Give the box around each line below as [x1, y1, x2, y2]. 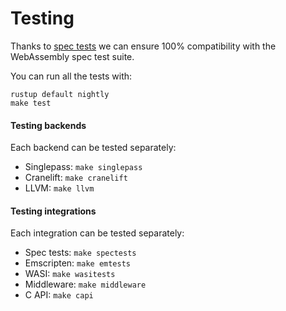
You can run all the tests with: [10, 70, 133, 82]
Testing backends [10, 119, 87, 131]
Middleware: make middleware [24, 278, 147, 291]
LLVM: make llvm [24, 182, 95, 194]
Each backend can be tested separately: [10, 142, 177, 154]
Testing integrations [10, 205, 97, 217]
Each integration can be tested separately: [10, 227, 185, 239]
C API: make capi [24, 289, 94, 301]
